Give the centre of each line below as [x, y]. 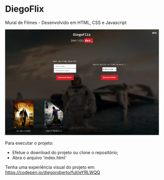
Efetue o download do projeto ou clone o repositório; [65, 153]
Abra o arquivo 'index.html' [39, 158]
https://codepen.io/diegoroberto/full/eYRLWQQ [53, 173]
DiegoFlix [25, 9]
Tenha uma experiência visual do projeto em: [50, 167]
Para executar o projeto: [29, 143]
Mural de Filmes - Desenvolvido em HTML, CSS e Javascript [66, 22]
